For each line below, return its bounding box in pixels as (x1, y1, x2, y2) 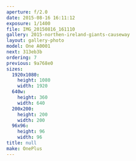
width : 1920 (17, 83, 48, 89)
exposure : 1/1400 (6, 20, 51, 26)
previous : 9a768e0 (6, 60, 53, 66)
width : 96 (17, 134, 43, 141)
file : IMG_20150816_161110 (6, 26, 75, 32)
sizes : (6, 66, 23, 72)
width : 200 (17, 117, 45, 123)
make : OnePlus (6, 145, 43, 152)
